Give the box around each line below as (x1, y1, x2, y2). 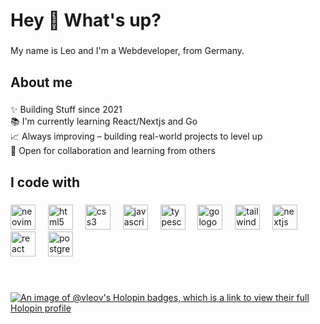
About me (10, 74, 73, 91)
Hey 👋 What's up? (10, 9, 162, 32)
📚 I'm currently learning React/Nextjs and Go (10, 115, 198, 128)
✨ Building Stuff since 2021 (10, 104, 123, 116)
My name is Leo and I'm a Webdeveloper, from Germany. (10, 45, 245, 57)
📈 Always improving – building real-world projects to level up (10, 130, 263, 143)
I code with (10, 174, 81, 191)
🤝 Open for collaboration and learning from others (10, 145, 216, 157)
